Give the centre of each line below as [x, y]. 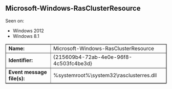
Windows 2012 [28, 31]
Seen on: [15, 20]
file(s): [17, 78]
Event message [28, 72]
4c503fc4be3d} [72, 63]
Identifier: [21, 60]
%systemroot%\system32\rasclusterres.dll [105, 75]
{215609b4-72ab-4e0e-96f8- [92, 57]
